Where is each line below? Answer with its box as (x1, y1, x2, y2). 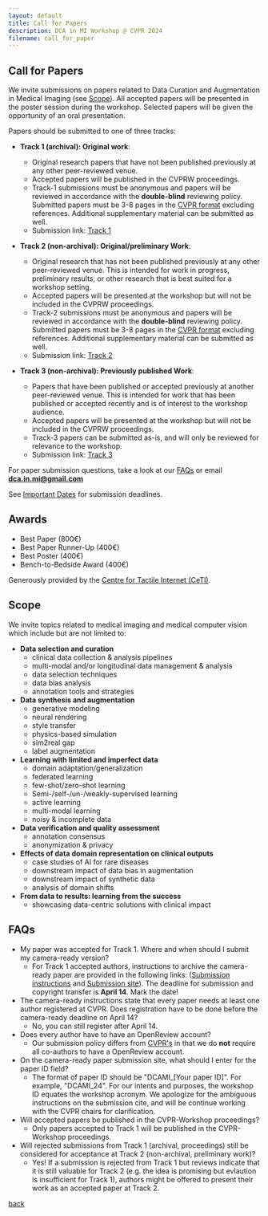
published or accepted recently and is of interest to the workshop (31, 399, 248, 409)
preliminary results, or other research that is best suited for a (31, 274, 232, 283)
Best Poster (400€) (19, 551, 84, 560)
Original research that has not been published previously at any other (31, 257, 260, 266)
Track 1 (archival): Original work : (19, 142, 130, 152)
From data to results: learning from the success (19, 891, 182, 901)
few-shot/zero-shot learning (31, 780, 126, 790)
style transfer (31, 720, 76, 730)
